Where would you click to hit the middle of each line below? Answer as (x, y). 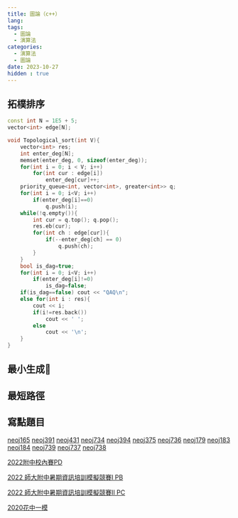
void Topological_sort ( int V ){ (54, 141)
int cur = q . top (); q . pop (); (76, 220)
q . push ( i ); (61, 206)
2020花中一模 (28, 507)
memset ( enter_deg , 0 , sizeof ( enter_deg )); (84, 160)
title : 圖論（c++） (34, 14)
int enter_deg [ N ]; (47, 154)
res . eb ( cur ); (52, 226)
